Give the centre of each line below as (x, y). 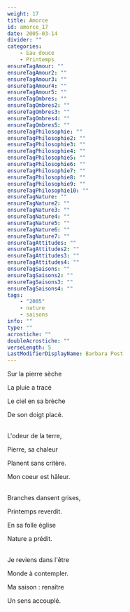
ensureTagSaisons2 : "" (40, 275)
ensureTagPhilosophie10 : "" (48, 191)
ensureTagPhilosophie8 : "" (46, 177)
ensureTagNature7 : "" (39, 236)
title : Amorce (28, 20)
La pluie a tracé (30, 388)
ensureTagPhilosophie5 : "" (46, 158)
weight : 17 (23, 14)
